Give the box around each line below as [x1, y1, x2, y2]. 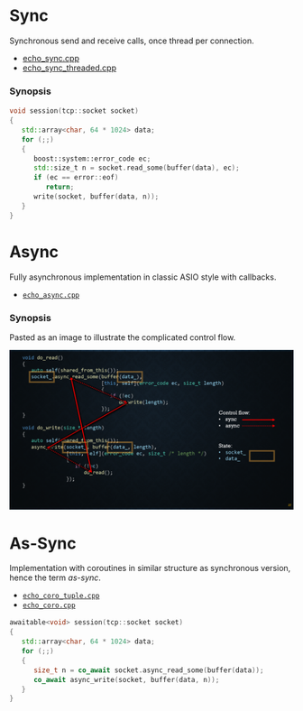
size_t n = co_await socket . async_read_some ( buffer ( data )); [32, 665, 264, 675]
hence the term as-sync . [9, 572, 102, 583]
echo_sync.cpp [22, 52, 79, 63]
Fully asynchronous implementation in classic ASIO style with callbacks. [9, 272, 277, 282]
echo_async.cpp [22, 291, 80, 300]
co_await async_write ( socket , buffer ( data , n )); [32, 675, 220, 684]
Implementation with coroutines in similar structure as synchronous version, [9, 563, 291, 574]
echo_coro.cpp [22, 601, 76, 610]
